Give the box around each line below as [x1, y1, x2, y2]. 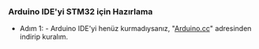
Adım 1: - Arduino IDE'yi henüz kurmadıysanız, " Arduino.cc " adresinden [19, 24, 252, 33]
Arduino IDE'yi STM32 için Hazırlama [8, 6, 153, 17]
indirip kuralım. [19, 32, 69, 41]
